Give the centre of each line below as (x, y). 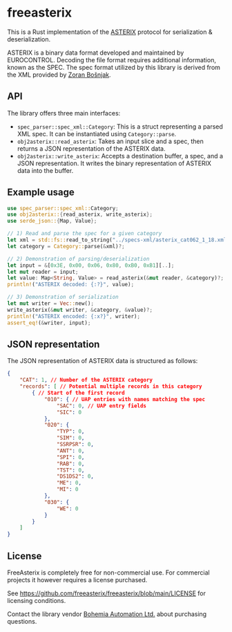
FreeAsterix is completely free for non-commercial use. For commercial (108, 573)
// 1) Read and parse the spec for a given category (85, 234)
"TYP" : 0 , (70, 431)
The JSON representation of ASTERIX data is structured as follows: (103, 361)
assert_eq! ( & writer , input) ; (49, 323)
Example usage (41, 193)
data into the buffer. (45, 170)
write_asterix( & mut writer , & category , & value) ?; (80, 310)
